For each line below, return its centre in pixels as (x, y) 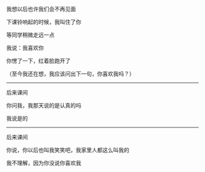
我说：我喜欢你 (25, 48)
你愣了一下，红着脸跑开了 (38, 61)
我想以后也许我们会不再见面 (41, 9)
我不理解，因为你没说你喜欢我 (44, 163)
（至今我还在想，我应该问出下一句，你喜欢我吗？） (70, 74)
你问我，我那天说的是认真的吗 (44, 105)
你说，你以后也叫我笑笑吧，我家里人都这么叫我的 (68, 150)
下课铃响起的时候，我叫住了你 (44, 22)
